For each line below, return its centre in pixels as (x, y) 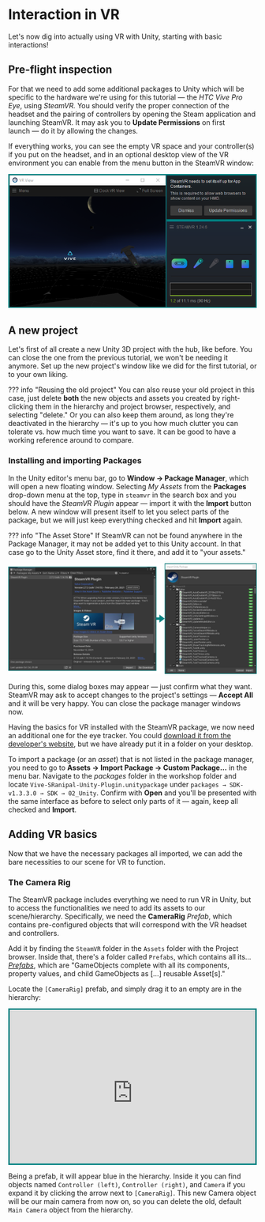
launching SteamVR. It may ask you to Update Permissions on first (117, 122)
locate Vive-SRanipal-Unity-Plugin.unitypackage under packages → (117, 784)
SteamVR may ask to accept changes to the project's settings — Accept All (131, 695)
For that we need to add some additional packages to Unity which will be (126, 89)
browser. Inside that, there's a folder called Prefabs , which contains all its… (130, 957)
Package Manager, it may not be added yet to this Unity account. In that (125, 544)
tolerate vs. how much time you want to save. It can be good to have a (122, 432)
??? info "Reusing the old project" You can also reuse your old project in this (131, 390)
